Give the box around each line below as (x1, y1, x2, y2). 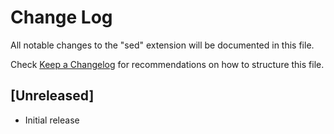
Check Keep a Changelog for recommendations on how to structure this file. (10, 58, 325, 70)
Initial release (24, 114, 80, 126)
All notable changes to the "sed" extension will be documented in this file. (10, 39, 315, 51)
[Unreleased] (10, 87, 95, 105)
